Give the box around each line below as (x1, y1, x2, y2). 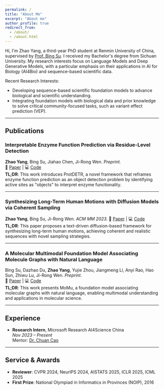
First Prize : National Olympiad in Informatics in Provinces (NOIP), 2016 (12, 379, 154, 385)
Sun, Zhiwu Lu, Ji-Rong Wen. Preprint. (5, 272, 82, 278)
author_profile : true (5, 21, 49, 26)
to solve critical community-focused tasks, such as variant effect (12, 103, 143, 109)
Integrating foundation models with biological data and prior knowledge (12, 98, 156, 103)
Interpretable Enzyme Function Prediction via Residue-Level (5, 142, 151, 148)
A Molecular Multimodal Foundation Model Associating (5, 250, 138, 257)
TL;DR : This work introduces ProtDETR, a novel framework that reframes (5, 171, 151, 177)
